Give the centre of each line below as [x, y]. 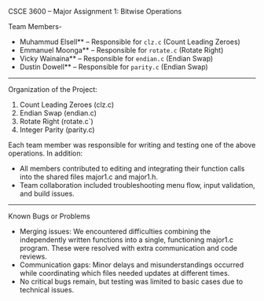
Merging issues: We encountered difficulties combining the [115, 231]
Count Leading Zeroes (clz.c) [67, 105]
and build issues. [47, 193]
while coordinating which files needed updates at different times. [125, 273]
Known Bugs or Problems [49, 216]
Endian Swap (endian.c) [58, 113]
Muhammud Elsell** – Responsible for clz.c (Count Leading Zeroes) [130, 42]
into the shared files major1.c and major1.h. [89, 177]
